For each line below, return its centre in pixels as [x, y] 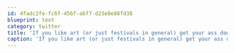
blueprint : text [31, 20]
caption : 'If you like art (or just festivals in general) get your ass [115, 39]
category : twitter [34, 26]
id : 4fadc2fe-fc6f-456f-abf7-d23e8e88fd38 [70, 13]
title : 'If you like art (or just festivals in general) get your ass [112, 33]
